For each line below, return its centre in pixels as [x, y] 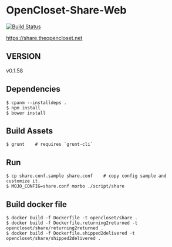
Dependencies [33, 89]
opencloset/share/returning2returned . [55, 228]
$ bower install [26, 113]
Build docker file [37, 204]
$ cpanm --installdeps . [36, 103]
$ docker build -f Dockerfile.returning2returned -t [72, 223]
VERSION [23, 56]
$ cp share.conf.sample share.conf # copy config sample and [86, 176]
